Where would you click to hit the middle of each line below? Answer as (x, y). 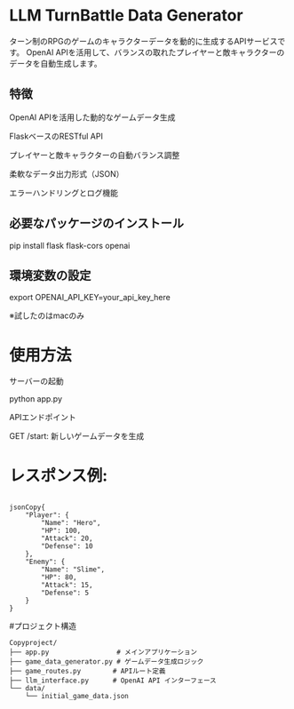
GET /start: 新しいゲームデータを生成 (77, 436)
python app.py (36, 399)
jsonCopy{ (28, 507)
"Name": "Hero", (71, 523)
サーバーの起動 (36, 381)
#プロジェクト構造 (43, 626)
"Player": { (47, 515)
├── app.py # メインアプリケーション (103, 653)
